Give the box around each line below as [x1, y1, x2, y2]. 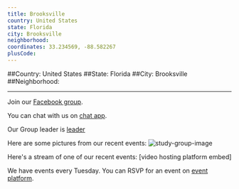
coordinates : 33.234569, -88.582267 [7, 43, 116, 50]
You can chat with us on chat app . [7, 111, 107, 119]
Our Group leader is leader [7, 125, 85, 134]
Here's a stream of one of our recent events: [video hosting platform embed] [7, 152, 232, 161]
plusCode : [7, 50, 37, 58]
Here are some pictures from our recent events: [7, 139, 147, 147]
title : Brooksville [7, 10, 65, 18]
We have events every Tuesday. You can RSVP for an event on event [7, 166, 208, 175]
